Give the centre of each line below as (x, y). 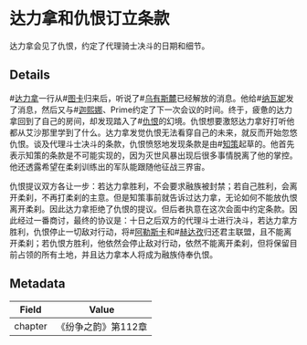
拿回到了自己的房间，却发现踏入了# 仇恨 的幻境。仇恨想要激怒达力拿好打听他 (152, 120)
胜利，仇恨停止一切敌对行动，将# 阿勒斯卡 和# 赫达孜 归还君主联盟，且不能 (147, 231)
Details (30, 75)
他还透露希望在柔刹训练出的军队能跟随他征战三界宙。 (110, 166)
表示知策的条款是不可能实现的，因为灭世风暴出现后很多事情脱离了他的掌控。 (153, 155)
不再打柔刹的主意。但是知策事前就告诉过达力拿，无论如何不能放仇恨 (169, 197)
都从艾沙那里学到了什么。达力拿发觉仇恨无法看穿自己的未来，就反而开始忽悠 (153, 132)
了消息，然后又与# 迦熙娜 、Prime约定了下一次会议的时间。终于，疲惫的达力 (151, 110)
